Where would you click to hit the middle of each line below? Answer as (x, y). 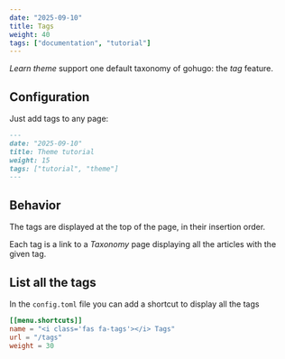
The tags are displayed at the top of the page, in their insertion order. (138, 227)
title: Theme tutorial (52, 152)
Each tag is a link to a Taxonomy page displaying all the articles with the (143, 244)
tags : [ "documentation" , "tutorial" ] (80, 43)
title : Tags (32, 26)
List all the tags (53, 282)
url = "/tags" (36, 337)
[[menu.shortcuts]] (46, 320)
